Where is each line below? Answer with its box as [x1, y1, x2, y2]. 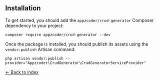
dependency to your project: [5, 22, 64, 28]
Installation [5, 4, 41, 12]
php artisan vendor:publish [5, 56, 64, 61]
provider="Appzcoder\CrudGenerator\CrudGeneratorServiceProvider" [5, 60, 146, 65]
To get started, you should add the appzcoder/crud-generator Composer [5, 17, 154, 23]
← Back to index [5, 69, 39, 75]
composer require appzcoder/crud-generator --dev [5, 32, 111, 37]
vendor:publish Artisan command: [5, 46, 76, 52]
